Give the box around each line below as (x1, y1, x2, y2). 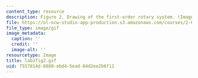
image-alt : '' (11, 47, 46, 53)
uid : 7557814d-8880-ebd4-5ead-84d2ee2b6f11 (6, 63, 115, 69)
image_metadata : (6, 30, 46, 36)
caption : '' (11, 36, 41, 42)
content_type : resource (6, 8, 65, 15)
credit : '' (11, 42, 38, 48)
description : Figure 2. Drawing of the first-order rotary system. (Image (6, 14, 194, 20)
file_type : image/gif (6, 25, 60, 31)
